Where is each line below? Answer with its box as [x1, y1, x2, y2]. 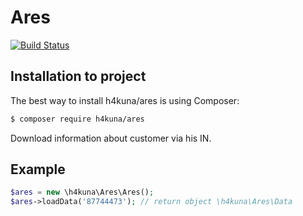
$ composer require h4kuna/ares [10, 114, 145, 124]
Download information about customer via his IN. [10, 132, 212, 144]
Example [10, 161, 66, 178]
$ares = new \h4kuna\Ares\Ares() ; [10, 187, 155, 198]
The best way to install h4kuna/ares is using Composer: [10, 94, 240, 106]
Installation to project [10, 68, 147, 85]
